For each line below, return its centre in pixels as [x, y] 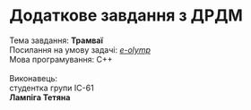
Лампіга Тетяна [40, 97]
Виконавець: [34, 78]
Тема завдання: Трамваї [56, 40]
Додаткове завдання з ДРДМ [126, 16]
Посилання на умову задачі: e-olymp [80, 49]
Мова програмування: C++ [61, 59]
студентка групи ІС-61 [52, 88]
